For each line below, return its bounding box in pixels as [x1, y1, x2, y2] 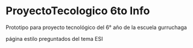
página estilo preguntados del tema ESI [5, 35, 103, 42]
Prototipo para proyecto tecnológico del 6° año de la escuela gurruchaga [5, 24, 188, 31]
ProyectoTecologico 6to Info [5, 4, 150, 18]
